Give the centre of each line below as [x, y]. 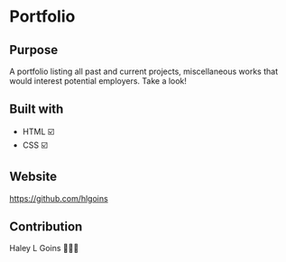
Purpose [34, 50]
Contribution [46, 227]
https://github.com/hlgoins [59, 198]
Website [33, 177]
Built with [37, 109]
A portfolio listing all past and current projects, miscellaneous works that [143, 71]
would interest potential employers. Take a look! [98, 81]
